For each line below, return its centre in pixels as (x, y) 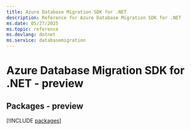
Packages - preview (45, 106)
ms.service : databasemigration (46, 40)
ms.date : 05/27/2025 (33, 23)
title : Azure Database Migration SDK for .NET (67, 12)
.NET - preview (45, 84)
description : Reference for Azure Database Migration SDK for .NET (94, 18)
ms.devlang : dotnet (31, 35)
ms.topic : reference (33, 29)
